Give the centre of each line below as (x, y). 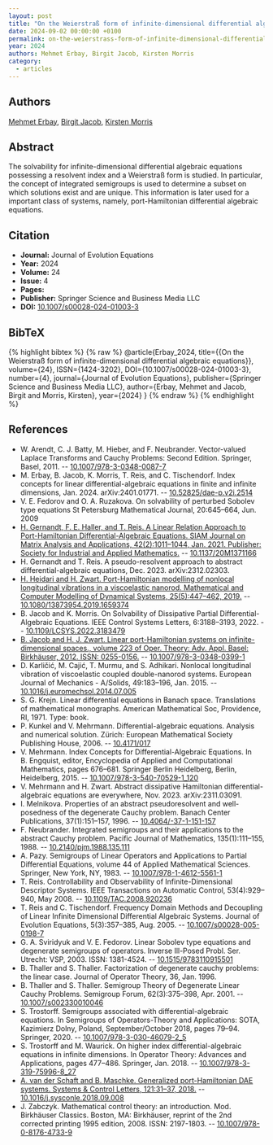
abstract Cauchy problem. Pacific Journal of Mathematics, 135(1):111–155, (142, 838)
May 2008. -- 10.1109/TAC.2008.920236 (105, 898)
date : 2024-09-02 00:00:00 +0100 (65, 31)
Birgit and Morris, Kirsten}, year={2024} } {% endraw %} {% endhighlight (131, 395)
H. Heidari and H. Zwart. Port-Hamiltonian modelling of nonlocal (127, 579)
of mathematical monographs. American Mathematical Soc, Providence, (141, 708)
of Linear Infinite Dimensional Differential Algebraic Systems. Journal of (140, 916)
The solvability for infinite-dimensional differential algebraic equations (126, 167)
